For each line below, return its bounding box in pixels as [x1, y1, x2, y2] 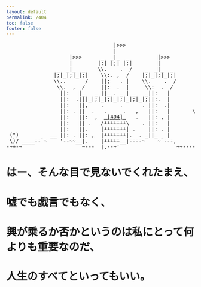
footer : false [6, 25, 42, 32]
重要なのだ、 [37, 240, 100, 254]
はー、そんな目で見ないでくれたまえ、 [6, 166, 194, 179]
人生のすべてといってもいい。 [6, 270, 151, 283]
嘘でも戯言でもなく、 [6, 196, 112, 209]
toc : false [6, 20, 33, 26]
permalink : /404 [6, 14, 47, 20]
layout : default [6, 8, 47, 15]
